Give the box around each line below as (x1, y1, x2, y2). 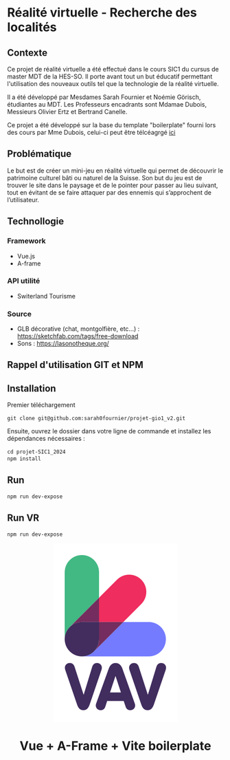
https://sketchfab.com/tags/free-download (16, 332, 139, 340)
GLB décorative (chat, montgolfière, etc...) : (16, 325, 140, 333)
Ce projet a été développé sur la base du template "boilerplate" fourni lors (7, 121, 216, 129)
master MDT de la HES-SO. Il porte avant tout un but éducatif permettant (7, 72, 213, 80)
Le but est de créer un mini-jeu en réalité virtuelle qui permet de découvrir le (7, 166, 224, 175)
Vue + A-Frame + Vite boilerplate (19, 738, 211, 754)
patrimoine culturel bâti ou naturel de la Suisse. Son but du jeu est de (7, 173, 203, 182)
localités (7, 19, 57, 35)
